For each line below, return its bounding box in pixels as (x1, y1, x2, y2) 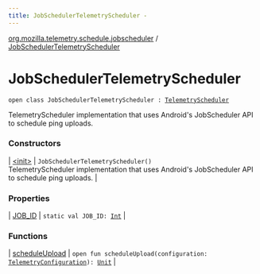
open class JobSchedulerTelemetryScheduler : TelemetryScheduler (8, 96, 229, 104)
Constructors (8, 138, 61, 149)
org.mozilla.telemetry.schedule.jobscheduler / (8, 33, 159, 43)
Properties (8, 192, 50, 203)
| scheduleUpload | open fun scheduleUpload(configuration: (8, 249, 208, 258)
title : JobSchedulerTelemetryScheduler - (8, 11, 148, 20)
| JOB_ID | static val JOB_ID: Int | (8, 211, 126, 221)
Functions (8, 231, 48, 242)
